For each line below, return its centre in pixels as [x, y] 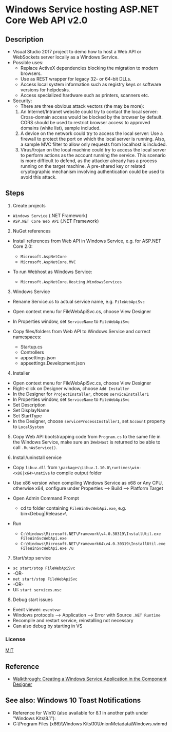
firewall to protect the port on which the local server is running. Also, [93, 139]
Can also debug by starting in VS [47, 626]
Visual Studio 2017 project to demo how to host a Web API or [77, 52]
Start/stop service [32, 557]
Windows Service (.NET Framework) [50, 215]
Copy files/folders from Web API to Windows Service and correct [81, 331]
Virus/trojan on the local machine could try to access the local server [93, 150]
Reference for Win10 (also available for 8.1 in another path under [80, 712]
